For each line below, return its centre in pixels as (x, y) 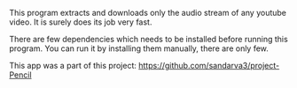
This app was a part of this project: (73, 66)
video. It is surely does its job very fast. (81, 22)
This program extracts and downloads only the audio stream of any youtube (148, 13)
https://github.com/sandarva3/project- (209, 66)
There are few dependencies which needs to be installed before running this (148, 39)
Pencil (21, 75)
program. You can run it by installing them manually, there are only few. (139, 48)
